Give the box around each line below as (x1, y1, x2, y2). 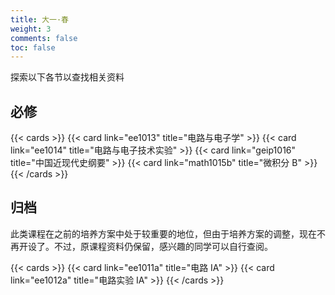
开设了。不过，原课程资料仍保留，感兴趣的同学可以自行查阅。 (18, 240, 273, 252)
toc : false (10, 42, 56, 53)
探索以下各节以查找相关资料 (10, 71, 125, 83)
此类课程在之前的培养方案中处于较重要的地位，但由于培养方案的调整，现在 (10, 227, 317, 240)
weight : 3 (10, 24, 52, 34)
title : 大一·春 (10, 14, 69, 25)
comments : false (10, 33, 78, 43)
